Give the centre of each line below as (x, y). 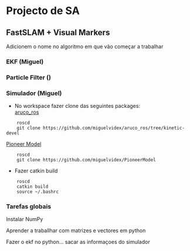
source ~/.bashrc (38, 192)
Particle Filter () (29, 77)
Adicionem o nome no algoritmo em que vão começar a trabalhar (85, 46)
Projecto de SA (43, 11)
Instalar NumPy (25, 219)
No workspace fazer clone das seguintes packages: (77, 106)
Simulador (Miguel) (34, 93)
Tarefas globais (29, 206)
